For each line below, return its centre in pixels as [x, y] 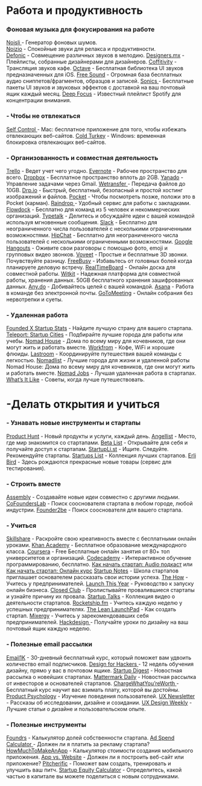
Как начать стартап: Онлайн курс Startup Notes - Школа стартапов [93, 571]
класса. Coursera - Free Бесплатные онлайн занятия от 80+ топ [88, 551]
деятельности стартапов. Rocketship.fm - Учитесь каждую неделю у [94, 603]
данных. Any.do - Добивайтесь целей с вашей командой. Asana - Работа [100, 287]
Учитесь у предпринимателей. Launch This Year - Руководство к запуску [100, 583]
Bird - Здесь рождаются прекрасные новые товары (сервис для [89, 462]
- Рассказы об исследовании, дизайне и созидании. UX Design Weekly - [99, 703]
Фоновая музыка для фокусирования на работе [80, 30]
